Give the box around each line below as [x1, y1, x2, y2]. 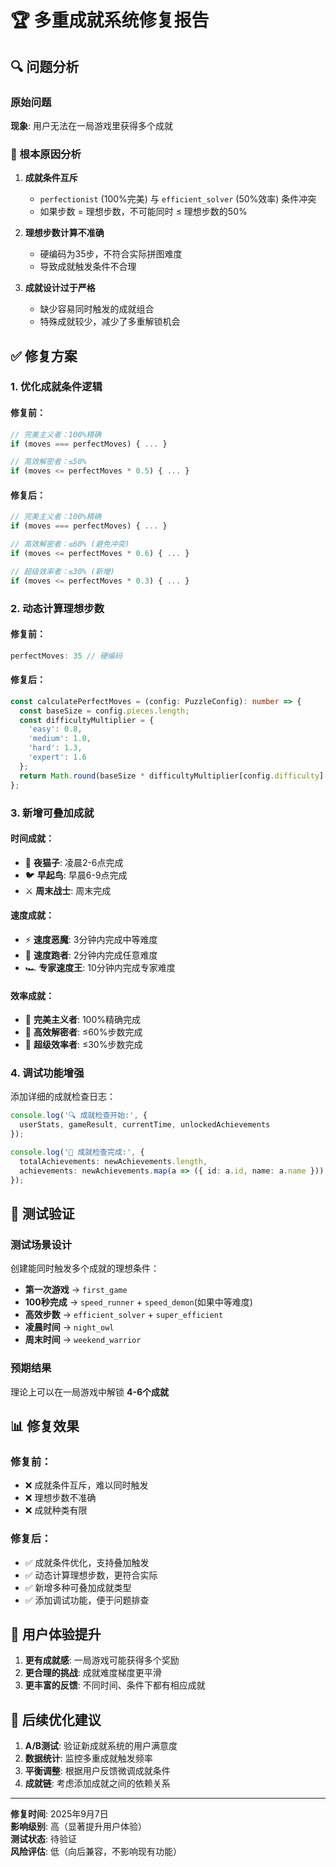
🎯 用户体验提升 [10, 1626, 102, 1643]
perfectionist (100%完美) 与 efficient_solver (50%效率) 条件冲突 [39, 193, 317, 205]
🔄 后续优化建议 [10, 1711, 102, 1728]
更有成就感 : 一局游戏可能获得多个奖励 [24, 1654, 180, 1666]
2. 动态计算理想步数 [10, 601, 105, 615]
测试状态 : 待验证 [10, 1833, 77, 1845]
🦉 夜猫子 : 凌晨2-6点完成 [24, 856, 124, 868]
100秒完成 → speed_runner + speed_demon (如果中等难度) [24, 1296, 253, 1308]
